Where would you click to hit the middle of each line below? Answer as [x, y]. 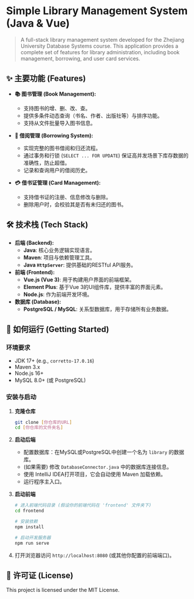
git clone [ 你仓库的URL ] [43, 422]
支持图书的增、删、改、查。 [57, 108]
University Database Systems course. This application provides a [99, 46]
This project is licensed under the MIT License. [63, 590]
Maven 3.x [27, 367]
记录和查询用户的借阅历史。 [57, 170]
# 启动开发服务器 [33, 538]
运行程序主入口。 [44, 482]
